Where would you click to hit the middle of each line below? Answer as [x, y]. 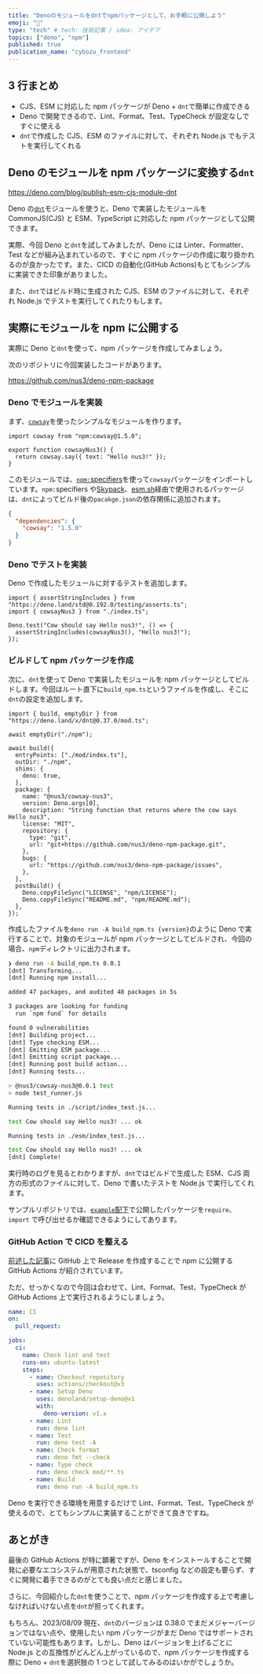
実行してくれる [57, 145]
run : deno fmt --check [73, 1458]
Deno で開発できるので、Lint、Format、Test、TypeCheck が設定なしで [134, 116]
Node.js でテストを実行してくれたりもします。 [92, 300]
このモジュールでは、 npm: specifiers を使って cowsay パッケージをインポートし [131, 479]
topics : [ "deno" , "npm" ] [49, 37]
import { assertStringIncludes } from [71, 598]
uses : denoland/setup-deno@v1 [86, 1399]
